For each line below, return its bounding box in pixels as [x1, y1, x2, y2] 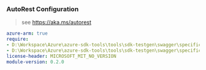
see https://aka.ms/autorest [21, 19, 92, 26]
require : [6, 36, 29, 43]
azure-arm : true [6, 30, 48, 37]
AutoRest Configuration [6, 5, 79, 13]
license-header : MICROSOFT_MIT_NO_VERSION [6, 53, 116, 59]
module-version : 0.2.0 [6, 58, 64, 65]
